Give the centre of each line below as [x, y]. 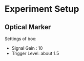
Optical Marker [28, 27]
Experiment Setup [42, 9]
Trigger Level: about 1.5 [35, 53]
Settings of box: [21, 39]
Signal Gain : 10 [27, 48]
